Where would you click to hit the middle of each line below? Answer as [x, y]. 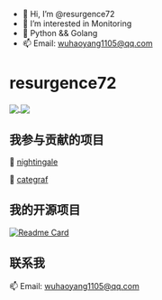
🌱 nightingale [34, 162]
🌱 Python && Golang [60, 33]
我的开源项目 [45, 210]
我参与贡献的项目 [57, 140]
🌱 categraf [29, 179]
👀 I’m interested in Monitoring [77, 23]
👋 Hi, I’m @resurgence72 [68, 14]
